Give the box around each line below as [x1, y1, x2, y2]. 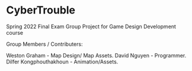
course [6, 29, 24, 36]
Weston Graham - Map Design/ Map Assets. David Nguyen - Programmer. [6, 52, 187, 59]
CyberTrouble [6, 4, 76, 17]
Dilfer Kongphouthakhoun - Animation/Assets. [6, 58, 119, 65]
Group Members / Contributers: [6, 40, 83, 48]
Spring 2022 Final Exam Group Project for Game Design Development [6, 23, 177, 30]
